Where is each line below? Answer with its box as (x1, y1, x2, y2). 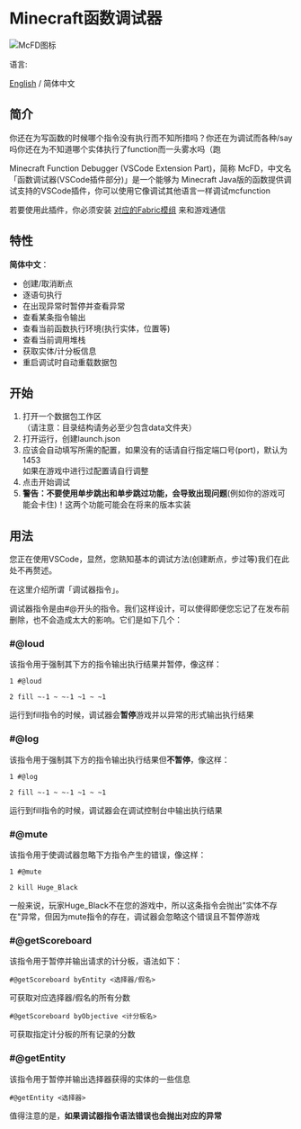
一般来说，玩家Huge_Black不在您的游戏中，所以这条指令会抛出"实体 (9, 901, 262, 911)
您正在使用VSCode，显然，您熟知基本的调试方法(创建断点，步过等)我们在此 (9, 554, 290, 565)
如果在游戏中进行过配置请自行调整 (22, 465, 149, 477)
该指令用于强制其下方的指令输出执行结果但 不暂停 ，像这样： (9, 754, 230, 765)
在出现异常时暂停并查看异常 (22, 300, 126, 311)
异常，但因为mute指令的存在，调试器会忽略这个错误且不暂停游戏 (21, 911, 261, 922)
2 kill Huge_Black (9, 883, 78, 892)
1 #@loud (9, 677, 42, 686)
